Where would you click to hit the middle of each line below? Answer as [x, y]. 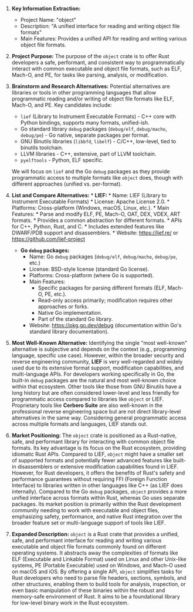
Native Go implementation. [70, 313]
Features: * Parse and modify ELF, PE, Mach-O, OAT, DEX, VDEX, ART [96, 214]
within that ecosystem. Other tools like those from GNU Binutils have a [97, 386]
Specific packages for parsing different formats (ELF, [102, 288]
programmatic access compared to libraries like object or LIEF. [88, 399]
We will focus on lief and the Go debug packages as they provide [91, 172]
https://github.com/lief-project [48, 239]
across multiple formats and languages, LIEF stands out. [79, 424]
